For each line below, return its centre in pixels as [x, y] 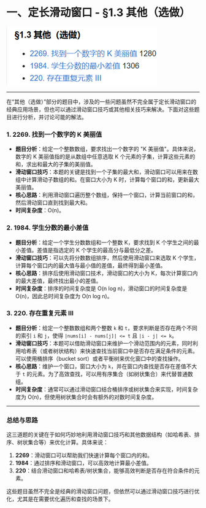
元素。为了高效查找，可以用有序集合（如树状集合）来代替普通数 [112, 374]
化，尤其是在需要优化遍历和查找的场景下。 [60, 499]
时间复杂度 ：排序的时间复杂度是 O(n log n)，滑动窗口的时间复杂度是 [101, 288]
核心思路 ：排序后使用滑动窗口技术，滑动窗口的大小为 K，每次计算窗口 [104, 273]
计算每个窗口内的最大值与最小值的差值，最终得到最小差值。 [90, 265]
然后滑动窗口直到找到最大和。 [53, 202]
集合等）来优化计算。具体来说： [68, 442]
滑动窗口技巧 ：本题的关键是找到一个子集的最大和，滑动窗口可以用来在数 [106, 172]
